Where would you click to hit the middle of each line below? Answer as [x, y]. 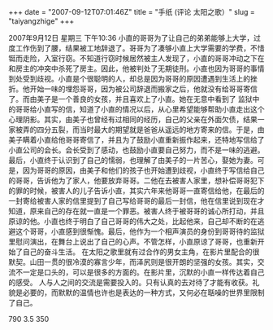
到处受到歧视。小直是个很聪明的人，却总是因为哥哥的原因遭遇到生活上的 [129, 79]
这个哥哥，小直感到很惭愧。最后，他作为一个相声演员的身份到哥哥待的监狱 [140, 231]
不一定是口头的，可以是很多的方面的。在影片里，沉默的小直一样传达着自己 [140, 272]
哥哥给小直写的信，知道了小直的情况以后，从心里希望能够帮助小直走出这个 [140, 109]
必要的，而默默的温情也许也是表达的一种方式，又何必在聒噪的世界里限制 [143, 293]
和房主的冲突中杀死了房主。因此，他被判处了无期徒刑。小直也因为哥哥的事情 [136, 68]
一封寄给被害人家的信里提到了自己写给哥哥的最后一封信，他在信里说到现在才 [136, 201]
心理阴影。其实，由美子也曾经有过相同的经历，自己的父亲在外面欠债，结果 [133, 119]
